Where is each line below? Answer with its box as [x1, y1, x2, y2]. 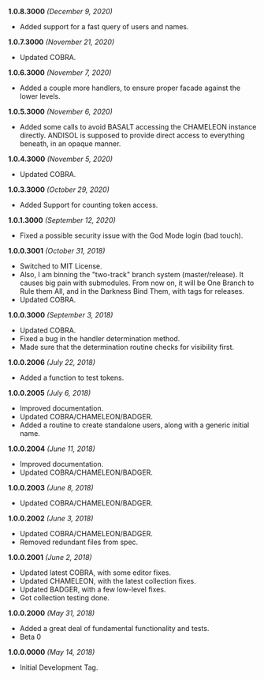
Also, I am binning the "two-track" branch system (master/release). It [19, 270, 244, 279]
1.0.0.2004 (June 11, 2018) [8, 444, 96, 453]
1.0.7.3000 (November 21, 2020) [8, 37, 115, 47]
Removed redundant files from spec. [19, 537, 139, 547]
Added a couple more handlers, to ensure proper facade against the [19, 83, 241, 92]
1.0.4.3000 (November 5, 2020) [8, 154, 113, 163]
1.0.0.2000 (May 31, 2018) [8, 608, 95, 618]
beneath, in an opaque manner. [19, 139, 121, 148]
